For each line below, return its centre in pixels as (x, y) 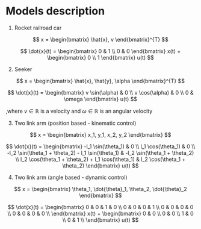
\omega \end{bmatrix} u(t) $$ (100, 99)
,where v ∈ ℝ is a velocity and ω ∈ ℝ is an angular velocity (79, 111)
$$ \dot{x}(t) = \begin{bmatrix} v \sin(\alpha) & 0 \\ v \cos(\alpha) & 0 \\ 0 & (100, 92)
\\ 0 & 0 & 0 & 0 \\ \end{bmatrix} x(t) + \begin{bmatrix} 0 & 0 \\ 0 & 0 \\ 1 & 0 (100, 213)
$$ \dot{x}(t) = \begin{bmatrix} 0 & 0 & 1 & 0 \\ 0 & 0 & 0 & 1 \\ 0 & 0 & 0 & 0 (100, 207)
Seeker (23, 69)
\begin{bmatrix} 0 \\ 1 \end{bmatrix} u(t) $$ (100, 57)
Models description (55, 11)
